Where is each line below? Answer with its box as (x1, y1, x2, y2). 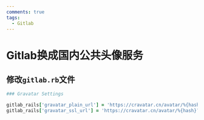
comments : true (6, 9, 45, 15)
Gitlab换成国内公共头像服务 (6, 48, 144, 62)
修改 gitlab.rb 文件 (6, 74, 75, 85)
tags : (6, 15, 20, 21)
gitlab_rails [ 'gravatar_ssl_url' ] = (6, 108, 99, 114)
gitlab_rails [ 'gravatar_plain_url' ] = (6, 102, 104, 108)
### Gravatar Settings (6, 91, 64, 97)
